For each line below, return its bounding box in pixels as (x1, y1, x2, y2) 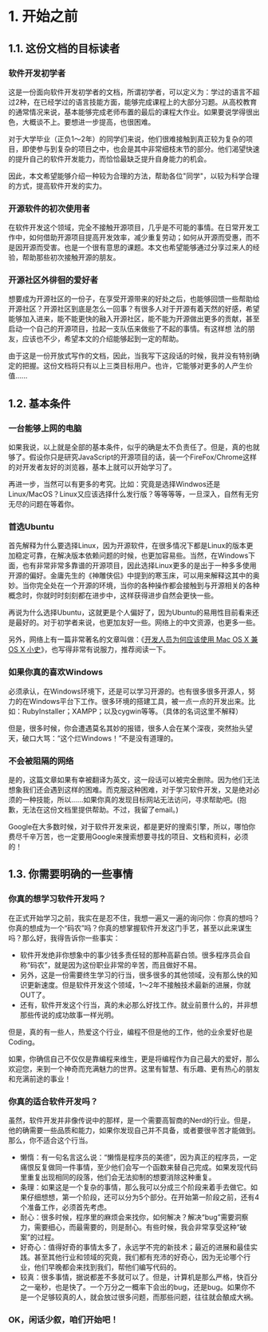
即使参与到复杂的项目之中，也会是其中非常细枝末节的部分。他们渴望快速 (22, 144, 260, 153)
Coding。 (8, 1036, 40, 1047)
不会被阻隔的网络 (8, 755, 74, 766)
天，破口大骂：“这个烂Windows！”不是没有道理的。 (8, 733, 178, 743)
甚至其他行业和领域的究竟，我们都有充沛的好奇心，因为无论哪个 (33, 1252, 244, 1262)
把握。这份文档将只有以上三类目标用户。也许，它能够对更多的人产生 (22, 361, 246, 371)
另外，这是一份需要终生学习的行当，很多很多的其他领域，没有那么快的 (19, 970, 251, 980)
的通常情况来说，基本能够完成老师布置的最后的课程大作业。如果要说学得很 (8, 107, 253, 117)
